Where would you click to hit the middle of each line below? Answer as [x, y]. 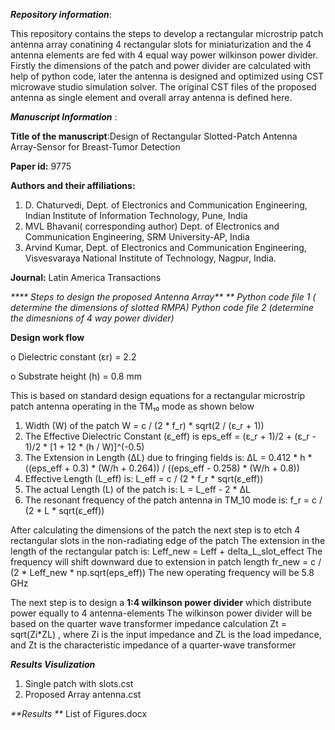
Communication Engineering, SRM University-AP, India [137, 237]
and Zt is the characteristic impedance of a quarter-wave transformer [153, 645]
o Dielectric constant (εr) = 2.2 [73, 357]
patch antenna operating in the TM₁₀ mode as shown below [132, 406]
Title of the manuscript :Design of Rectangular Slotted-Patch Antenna [154, 136]
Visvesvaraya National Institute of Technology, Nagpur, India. [150, 258]
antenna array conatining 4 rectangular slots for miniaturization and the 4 [161, 44]
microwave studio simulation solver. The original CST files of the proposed [163, 87]
